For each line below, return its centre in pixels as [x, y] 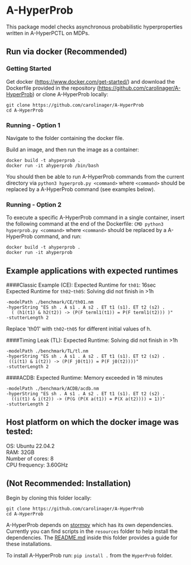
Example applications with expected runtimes [92, 271]
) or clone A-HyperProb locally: [70, 94]
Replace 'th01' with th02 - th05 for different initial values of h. [79, 329]
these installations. [29, 544]
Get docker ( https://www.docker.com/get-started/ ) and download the [91, 81]
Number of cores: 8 [30, 458]
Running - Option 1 [33, 125]
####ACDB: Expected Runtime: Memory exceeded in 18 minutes [85, 378]
